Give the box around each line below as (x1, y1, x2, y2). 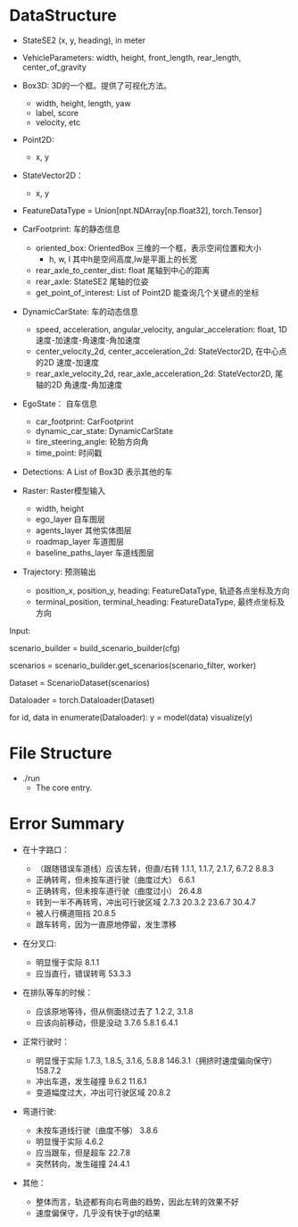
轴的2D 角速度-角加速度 (35, 379, 123, 389)
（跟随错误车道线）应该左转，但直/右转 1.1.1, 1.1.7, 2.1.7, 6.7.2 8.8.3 (35, 863, 274, 873)
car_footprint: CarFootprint (35, 416, 134, 427)
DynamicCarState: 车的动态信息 (21, 305, 138, 317)
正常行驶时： (21, 1036, 70, 1047)
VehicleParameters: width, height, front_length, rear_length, (21, 52, 242, 63)
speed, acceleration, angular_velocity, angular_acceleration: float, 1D (35, 323, 288, 335)
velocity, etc (35, 117, 81, 128)
